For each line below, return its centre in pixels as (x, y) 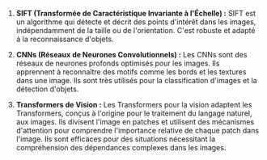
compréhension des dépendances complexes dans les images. (121, 147)
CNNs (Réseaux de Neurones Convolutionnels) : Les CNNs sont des (131, 55)
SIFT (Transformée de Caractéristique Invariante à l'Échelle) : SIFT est (136, 13)
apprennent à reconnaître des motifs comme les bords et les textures (131, 72)
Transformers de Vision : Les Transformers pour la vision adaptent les (134, 105)
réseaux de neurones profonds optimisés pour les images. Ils (118, 63)
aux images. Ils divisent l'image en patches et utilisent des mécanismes (135, 122)
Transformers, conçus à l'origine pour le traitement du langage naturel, (134, 113)
